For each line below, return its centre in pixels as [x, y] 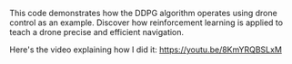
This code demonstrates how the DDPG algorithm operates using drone [143, 13]
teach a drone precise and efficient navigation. [97, 32]
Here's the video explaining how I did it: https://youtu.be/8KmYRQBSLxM [146, 50]
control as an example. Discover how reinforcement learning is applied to [146, 23]
